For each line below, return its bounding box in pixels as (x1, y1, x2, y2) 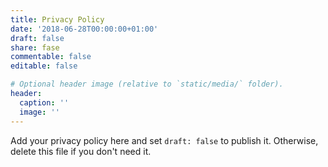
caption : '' (19, 97, 70, 108)
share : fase (10, 42, 60, 53)
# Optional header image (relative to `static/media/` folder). (10, 79, 284, 90)
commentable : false (10, 52, 92, 62)
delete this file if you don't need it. (10, 145, 152, 157)
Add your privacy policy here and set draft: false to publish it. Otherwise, (10, 134, 319, 146)
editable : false (10, 61, 78, 71)
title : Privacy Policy (10, 14, 105, 25)
